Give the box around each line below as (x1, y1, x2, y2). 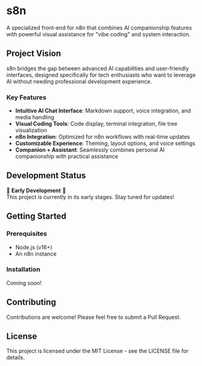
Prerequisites (6, 230, 47, 238)
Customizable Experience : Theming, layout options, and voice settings (15, 139, 196, 147)
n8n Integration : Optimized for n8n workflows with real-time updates (15, 133, 190, 141)
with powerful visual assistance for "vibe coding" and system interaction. (6, 30, 191, 37)
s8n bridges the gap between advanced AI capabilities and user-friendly (6, 64, 189, 72)
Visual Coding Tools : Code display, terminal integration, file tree (15, 120, 178, 128)
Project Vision (6, 49, 61, 59)
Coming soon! (6, 279, 42, 286)
